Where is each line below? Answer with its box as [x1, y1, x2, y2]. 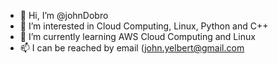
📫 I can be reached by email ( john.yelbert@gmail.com [19, 42, 245, 54]
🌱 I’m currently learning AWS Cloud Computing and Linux [19, 31, 256, 42]
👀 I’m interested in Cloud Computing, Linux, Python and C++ [19, 20, 269, 32]
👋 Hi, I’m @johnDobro [19, 10, 109, 21]
